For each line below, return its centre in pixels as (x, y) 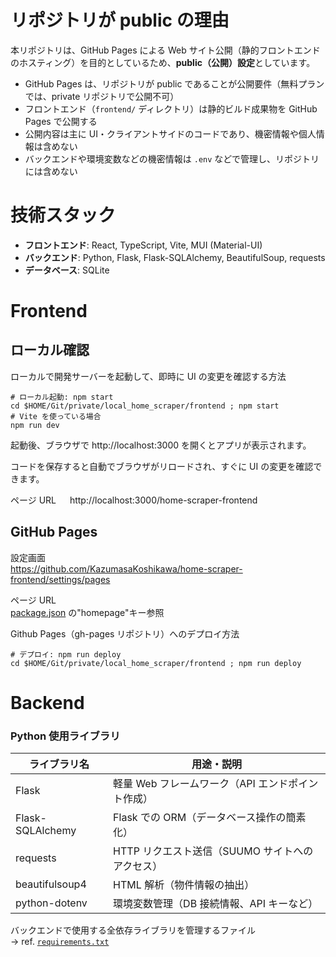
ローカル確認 (50, 350)
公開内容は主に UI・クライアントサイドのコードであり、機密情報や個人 (170, 133)
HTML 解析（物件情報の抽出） (184, 885)
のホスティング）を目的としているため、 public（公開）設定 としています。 (163, 62)
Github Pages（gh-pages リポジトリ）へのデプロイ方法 (125, 633)
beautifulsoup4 (51, 884)
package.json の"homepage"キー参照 (87, 612)
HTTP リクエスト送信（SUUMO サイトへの (213, 851)
